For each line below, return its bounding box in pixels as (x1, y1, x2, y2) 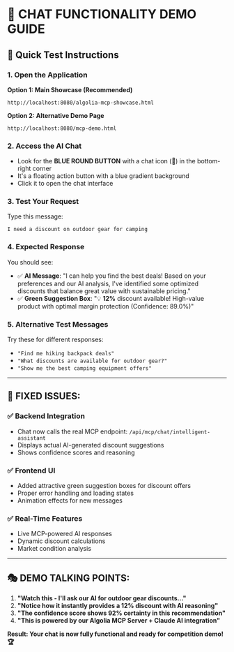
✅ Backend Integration (7, 411, 86, 421)
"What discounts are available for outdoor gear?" (17, 357, 168, 365)
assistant (17, 434, 47, 442)
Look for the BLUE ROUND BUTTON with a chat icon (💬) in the (17, 157, 196, 165)
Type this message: (7, 212, 64, 221)
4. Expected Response (7, 242, 85, 252)
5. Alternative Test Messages (7, 319, 109, 329)
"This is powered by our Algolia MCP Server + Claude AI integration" (17, 616, 221, 625)
